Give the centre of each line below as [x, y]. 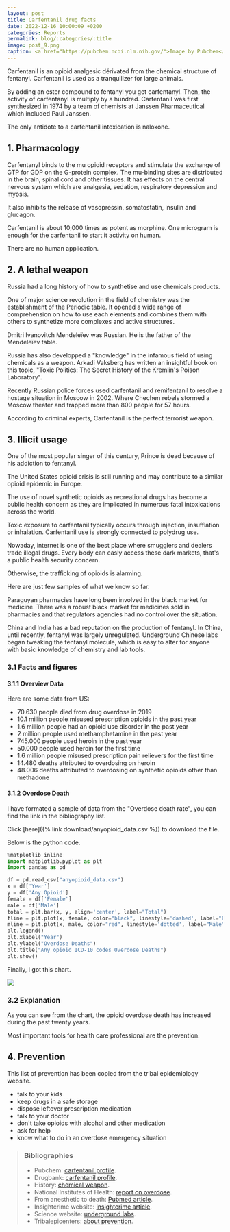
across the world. [32, 512]
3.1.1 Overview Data [35, 683]
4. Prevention [36, 1057]
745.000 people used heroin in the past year [79, 741]
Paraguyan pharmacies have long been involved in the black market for [107, 600]
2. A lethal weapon [48, 270]
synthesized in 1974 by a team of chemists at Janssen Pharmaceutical [106, 106]
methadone [33, 777]
